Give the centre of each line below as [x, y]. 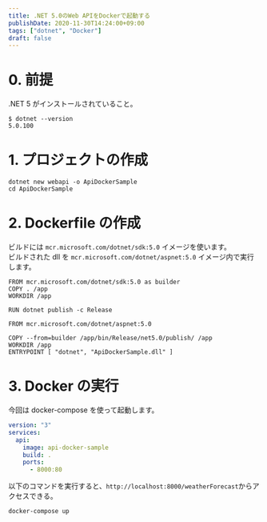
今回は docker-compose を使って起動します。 [84, 410]
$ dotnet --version [41, 119]
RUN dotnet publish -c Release [60, 310]
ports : [34, 462]
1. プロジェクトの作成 [78, 160]
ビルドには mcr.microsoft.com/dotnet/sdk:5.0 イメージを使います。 [120, 247]
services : [25, 432]
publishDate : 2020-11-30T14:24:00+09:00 [77, 23]
